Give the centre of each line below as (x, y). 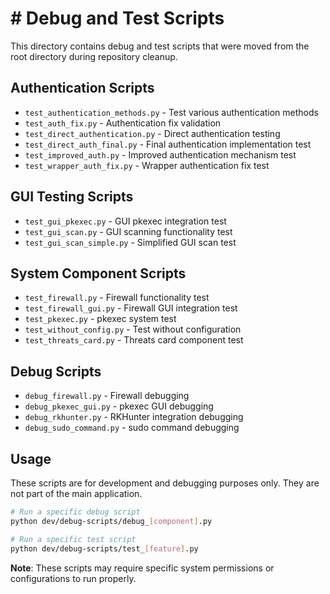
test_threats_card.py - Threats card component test (134, 340)
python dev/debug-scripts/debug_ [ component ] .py (111, 521)
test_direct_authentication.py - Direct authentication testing (152, 133)
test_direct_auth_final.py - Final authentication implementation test (168, 144)
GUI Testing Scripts (72, 197)
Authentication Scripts (82, 88)
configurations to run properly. (73, 578)
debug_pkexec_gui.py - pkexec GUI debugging (119, 406)
